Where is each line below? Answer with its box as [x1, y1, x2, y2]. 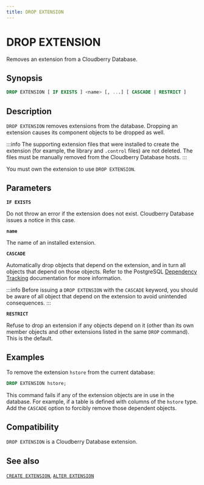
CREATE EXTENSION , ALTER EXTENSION [6, 472, 94, 480]
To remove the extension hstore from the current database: [6, 368, 155, 376]
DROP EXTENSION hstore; [6, 380, 67, 386]
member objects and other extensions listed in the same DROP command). [6, 328, 190, 336]
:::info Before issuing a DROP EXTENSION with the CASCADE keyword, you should [6, 286, 198, 293]
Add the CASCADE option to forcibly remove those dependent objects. [6, 404, 177, 412]
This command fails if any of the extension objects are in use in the [6, 391, 175, 398]
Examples [6, 352, 44, 363]
